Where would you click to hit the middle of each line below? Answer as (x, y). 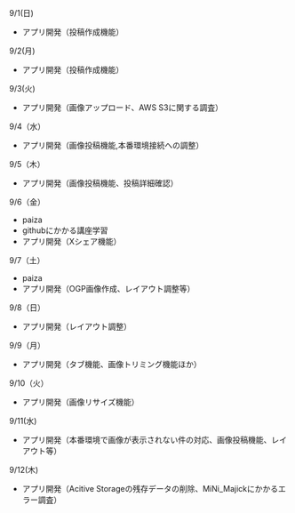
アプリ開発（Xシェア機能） (72, 241)
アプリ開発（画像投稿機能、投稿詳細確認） (100, 183)
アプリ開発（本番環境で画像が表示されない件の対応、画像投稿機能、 (147, 440)
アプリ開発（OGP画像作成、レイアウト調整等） (108, 289)
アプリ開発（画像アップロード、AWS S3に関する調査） (123, 108)
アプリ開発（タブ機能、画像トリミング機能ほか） (112, 364)
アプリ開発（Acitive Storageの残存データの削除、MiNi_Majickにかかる (150, 489)
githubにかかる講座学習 (65, 230)
